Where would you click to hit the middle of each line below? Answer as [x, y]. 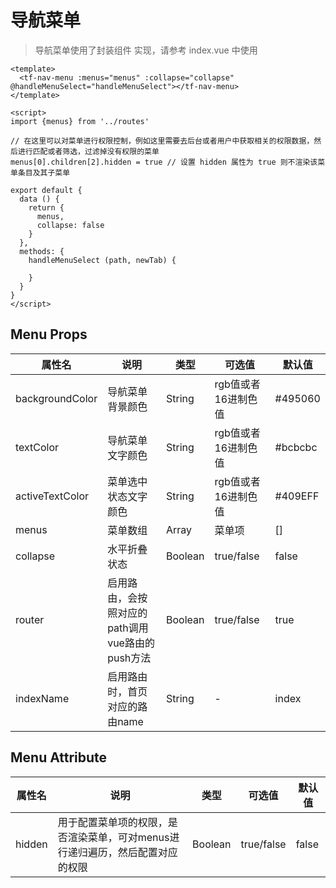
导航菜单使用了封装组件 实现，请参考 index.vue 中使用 [146, 50]
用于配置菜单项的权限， [112, 822]
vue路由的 [131, 643]
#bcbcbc [296, 447]
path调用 [128, 628]
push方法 [129, 658]
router [30, 619]
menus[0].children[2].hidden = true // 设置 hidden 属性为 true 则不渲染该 [164, 162]
